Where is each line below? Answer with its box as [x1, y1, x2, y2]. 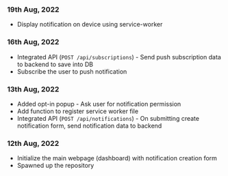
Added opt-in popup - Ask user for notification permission [16, 100, 181, 108]
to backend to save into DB [16, 60, 94, 68]
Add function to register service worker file [16, 107, 139, 115]
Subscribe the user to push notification [16, 67, 127, 76]
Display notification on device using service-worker [16, 20, 163, 29]
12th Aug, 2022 [7, 138, 60, 148]
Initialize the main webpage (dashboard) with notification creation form [16, 154, 218, 162]
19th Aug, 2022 [7, 5, 60, 14]
